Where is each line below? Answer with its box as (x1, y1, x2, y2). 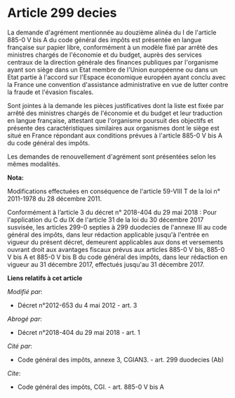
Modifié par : (7, 287, 43, 296)
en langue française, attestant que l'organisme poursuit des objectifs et (7, 116, 214, 124)
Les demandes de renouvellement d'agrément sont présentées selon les (7, 152, 216, 161)
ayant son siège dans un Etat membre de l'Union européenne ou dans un (7, 65, 218, 74)
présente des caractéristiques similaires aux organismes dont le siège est (7, 124, 220, 132)
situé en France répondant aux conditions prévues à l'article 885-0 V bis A (7, 131, 223, 140)
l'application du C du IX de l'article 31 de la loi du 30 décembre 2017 (7, 215, 204, 224)
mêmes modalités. (7, 159, 61, 168)
